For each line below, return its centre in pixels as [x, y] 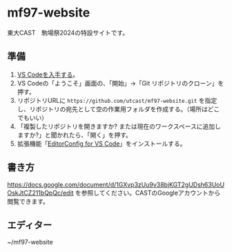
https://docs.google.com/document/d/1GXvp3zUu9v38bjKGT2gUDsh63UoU [116, 184]
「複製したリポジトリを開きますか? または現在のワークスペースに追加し [119, 126]
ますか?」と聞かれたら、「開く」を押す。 [75, 135]
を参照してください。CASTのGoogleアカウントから [148, 193]
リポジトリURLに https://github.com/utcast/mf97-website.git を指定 [117, 100]
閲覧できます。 [28, 201]
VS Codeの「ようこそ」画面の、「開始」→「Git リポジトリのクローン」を [120, 83]
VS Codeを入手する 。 [48, 75]
